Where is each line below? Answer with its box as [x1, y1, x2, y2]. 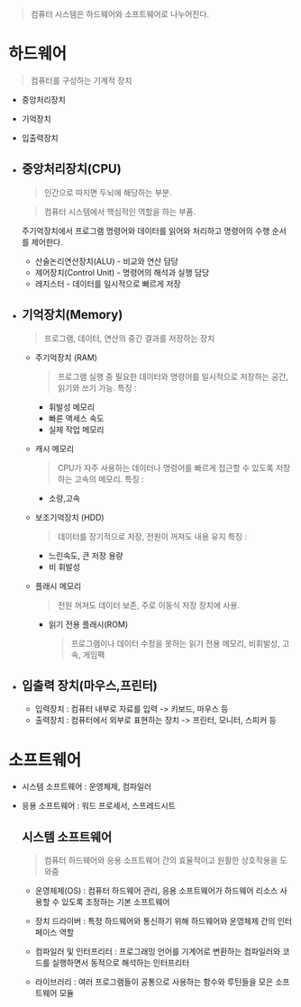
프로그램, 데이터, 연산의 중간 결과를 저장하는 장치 [43, 332, 215, 343]
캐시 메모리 [34, 443, 74, 454]
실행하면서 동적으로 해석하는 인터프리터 [51, 957, 190, 968]
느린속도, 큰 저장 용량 [48, 549, 123, 561]
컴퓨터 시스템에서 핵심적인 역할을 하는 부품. [43, 206, 196, 217]
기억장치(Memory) [21, 307, 123, 322]
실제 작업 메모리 [48, 423, 105, 435]
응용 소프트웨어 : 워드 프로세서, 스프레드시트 [21, 801, 177, 812]
